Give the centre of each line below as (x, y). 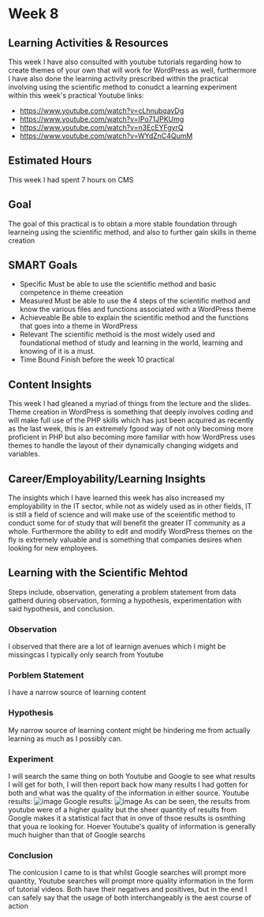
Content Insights (50, 384)
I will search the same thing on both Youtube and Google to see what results (132, 776)
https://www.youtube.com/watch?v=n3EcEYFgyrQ (101, 128)
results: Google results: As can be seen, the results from (129, 802)
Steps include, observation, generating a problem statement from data (122, 592)
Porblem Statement (46, 675)
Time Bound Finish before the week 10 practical (97, 359)
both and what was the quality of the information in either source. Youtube (129, 793)
